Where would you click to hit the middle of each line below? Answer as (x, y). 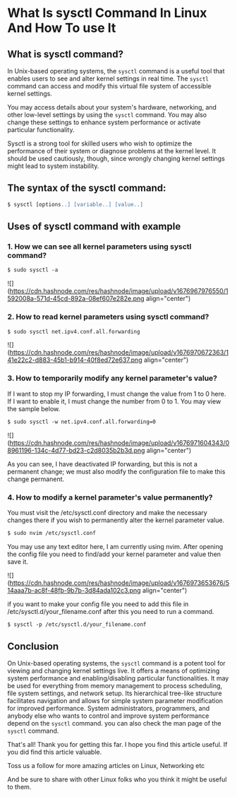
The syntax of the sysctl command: (87, 188)
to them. (19, 787)
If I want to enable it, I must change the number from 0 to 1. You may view (114, 401)
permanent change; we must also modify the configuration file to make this (116, 471)
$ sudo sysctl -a (33, 270)
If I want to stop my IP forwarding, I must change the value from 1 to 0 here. (117, 394)
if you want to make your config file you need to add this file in (98, 604)
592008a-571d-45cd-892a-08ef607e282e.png (76, 299)
